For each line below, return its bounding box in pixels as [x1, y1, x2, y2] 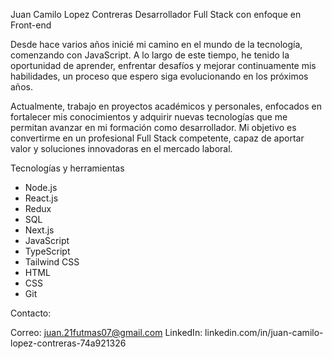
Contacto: [10, 307, 52, 319]
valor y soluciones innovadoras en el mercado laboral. [10, 143, 233, 154]
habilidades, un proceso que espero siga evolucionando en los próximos [10, 70, 309, 82]
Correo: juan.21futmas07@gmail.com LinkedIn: [10, 327, 203, 338]
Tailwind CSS [24, 256, 80, 268]
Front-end [10, 19, 52, 31]
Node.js [24, 182, 58, 193]
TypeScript [24, 245, 71, 257]
